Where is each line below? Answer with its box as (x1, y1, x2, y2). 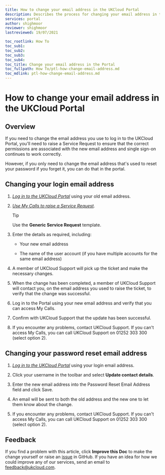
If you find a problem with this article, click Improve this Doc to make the (5, 449, 153, 455)
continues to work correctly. (5, 151, 62, 157)
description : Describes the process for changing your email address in (5, 12, 157, 17)
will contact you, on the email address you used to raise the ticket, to (12, 285, 151, 291)
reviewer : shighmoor (5, 26, 48, 31)
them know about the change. (12, 401, 73, 407)
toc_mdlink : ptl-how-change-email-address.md (5, 71, 100, 76)
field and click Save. (12, 386, 53, 392)
